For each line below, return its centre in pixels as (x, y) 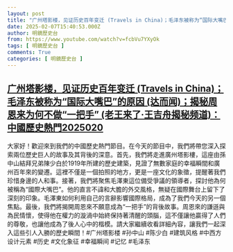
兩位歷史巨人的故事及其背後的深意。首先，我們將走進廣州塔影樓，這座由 (116, 154)
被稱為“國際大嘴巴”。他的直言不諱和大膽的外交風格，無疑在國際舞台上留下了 (116, 189)
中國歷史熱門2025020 (55, 128)
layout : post (26, 14)
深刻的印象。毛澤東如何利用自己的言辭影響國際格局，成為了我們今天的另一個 (116, 198)
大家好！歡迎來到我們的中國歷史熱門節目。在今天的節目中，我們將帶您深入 (113, 146)
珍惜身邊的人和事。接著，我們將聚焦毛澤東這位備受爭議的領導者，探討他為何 (116, 180)
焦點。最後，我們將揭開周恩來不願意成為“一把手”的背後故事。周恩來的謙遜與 (116, 206)
